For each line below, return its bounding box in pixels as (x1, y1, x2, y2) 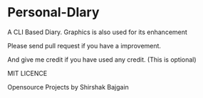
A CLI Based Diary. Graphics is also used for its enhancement (7, 28, 187, 36)
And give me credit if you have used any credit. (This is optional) (7, 55, 197, 64)
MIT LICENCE (7, 69, 48, 77)
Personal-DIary (7, 4, 100, 21)
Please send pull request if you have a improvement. (7, 41, 162, 50)
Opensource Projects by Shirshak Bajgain (7, 82, 130, 91)
